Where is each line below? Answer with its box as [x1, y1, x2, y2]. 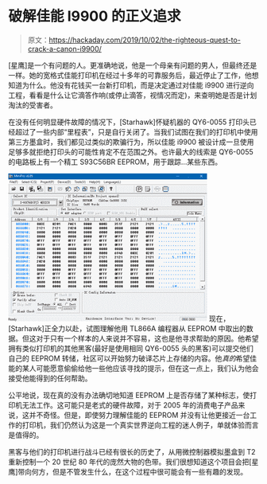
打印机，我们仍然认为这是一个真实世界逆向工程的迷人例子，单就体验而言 [21, 420, 259, 430]
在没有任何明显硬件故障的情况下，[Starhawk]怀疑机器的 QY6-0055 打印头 [8, 117, 250, 127]
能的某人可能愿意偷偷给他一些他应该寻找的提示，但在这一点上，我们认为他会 [8, 363, 259, 373]
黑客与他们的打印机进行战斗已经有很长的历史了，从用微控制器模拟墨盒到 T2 [8, 447, 256, 456]
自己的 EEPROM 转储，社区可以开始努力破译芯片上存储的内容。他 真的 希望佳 [8, 353, 257, 363]
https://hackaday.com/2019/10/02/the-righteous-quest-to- [48, 35, 241, 45]
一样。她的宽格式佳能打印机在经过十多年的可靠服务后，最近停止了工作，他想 [8, 70, 259, 80]
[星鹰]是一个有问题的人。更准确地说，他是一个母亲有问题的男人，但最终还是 [8, 60, 257, 70]
